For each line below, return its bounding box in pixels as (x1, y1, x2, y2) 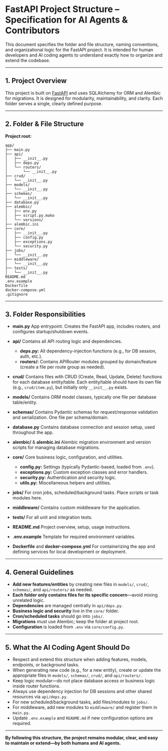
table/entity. (12, 399, 37, 405)
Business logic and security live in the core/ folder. (12, 608, 119, 614)
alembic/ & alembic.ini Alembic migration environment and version (12, 439, 151, 445)
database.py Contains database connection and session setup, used (12, 424, 155, 430)
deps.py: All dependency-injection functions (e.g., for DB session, (19, 348, 156, 354)
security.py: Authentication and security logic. (19, 474, 116, 480)
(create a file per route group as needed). (19, 364, 105, 370)
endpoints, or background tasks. (12, 662, 79, 667)
